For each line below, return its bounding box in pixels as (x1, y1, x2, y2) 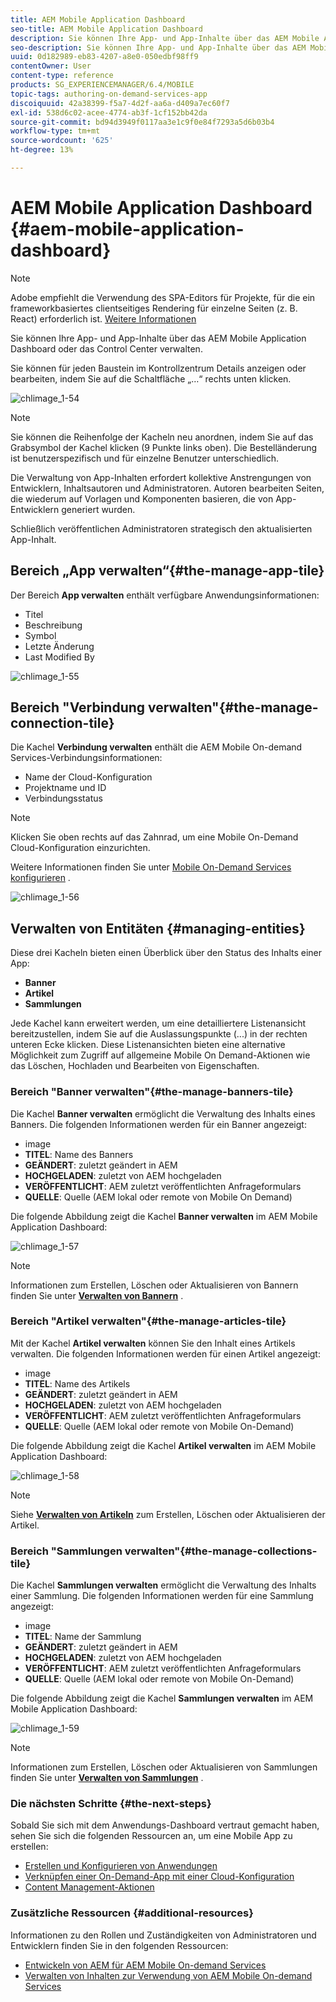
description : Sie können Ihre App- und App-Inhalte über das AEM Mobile (10, 33, 320, 43)
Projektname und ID (24, 782, 107, 794)
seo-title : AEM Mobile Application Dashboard (10, 24, 203, 34)
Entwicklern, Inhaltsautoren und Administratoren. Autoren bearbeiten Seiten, (10, 482, 325, 494)
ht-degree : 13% (10, 145, 74, 155)
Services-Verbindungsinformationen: (10, 752, 163, 764)
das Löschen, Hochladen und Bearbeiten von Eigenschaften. (10, 1060, 260, 1072)
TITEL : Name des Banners (24, 1148, 134, 1160)
